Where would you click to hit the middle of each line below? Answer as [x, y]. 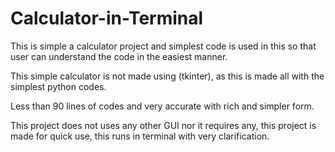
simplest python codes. [58, 86]
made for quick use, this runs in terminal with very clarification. [140, 136]
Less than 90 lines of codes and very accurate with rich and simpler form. [162, 106]
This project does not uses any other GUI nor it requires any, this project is [163, 125]
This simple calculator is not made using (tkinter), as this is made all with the [167, 76]
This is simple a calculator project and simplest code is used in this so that [163, 46]
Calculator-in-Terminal [107, 18]
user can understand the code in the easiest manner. [119, 56]
